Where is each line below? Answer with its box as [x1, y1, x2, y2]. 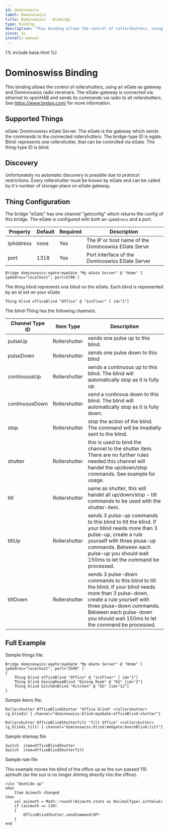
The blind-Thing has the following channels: [5, 308, 97, 314]
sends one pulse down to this [88, 349, 157, 356]
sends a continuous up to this [88, 364, 157, 371]
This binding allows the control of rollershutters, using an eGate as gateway [5, 84, 162, 90]
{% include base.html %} [5, 49, 57, 56]
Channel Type [11, 320, 45, 327]
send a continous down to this [88, 391, 159, 398]
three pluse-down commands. [88, 602, 160, 609]
